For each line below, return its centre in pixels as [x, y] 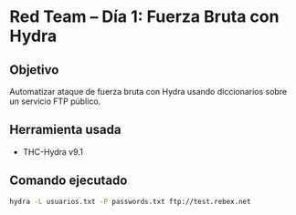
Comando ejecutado [69, 181]
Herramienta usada [65, 130]
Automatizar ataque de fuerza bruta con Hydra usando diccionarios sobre [148, 92]
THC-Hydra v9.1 [53, 151]
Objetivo [34, 70]
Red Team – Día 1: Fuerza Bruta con [144, 17]
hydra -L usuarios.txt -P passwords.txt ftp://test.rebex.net [130, 201]
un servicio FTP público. [55, 101]
